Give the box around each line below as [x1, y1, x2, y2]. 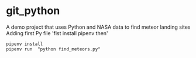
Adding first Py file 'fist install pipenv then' [6, 29, 108, 36]
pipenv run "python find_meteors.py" [6, 46, 101, 52]
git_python [6, 4, 60, 18]
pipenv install [6, 41, 43, 47]
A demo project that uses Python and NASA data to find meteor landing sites [6, 23, 191, 30]
